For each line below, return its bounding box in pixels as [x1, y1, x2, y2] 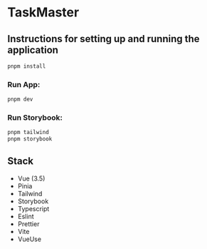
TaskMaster [7, 4, 80, 21]
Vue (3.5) [17, 174, 46, 183]
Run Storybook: [7, 112, 63, 122]
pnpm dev [7, 96, 33, 103]
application [7, 44, 59, 56]
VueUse [17, 235, 41, 243]
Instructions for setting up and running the [7, 33, 201, 45]
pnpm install [7, 63, 46, 70]
